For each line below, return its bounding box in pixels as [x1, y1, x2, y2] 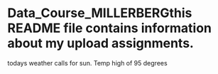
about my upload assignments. [7, 36, 194, 51]
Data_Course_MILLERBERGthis [7, 5, 192, 21]
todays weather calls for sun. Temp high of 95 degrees [7, 58, 168, 67]
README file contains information [7, 20, 212, 36]
